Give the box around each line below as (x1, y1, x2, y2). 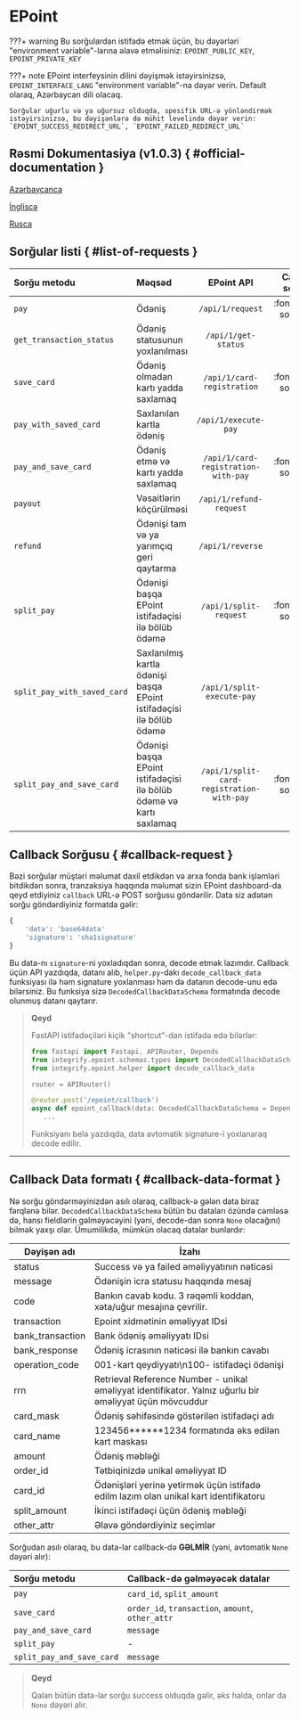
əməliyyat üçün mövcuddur (93, 1395, 209, 1407)
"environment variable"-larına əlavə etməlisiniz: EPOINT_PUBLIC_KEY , (9, 45, 255, 55)
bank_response (13, 1344, 78, 1356)
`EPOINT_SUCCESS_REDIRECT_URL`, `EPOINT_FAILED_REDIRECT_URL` (9, 122, 245, 131)
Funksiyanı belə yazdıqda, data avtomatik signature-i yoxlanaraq (30, 1129, 268, 1139)
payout (13, 498, 42, 509)
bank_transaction (13, 1330, 86, 1342)
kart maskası (93, 1435, 148, 1447)
